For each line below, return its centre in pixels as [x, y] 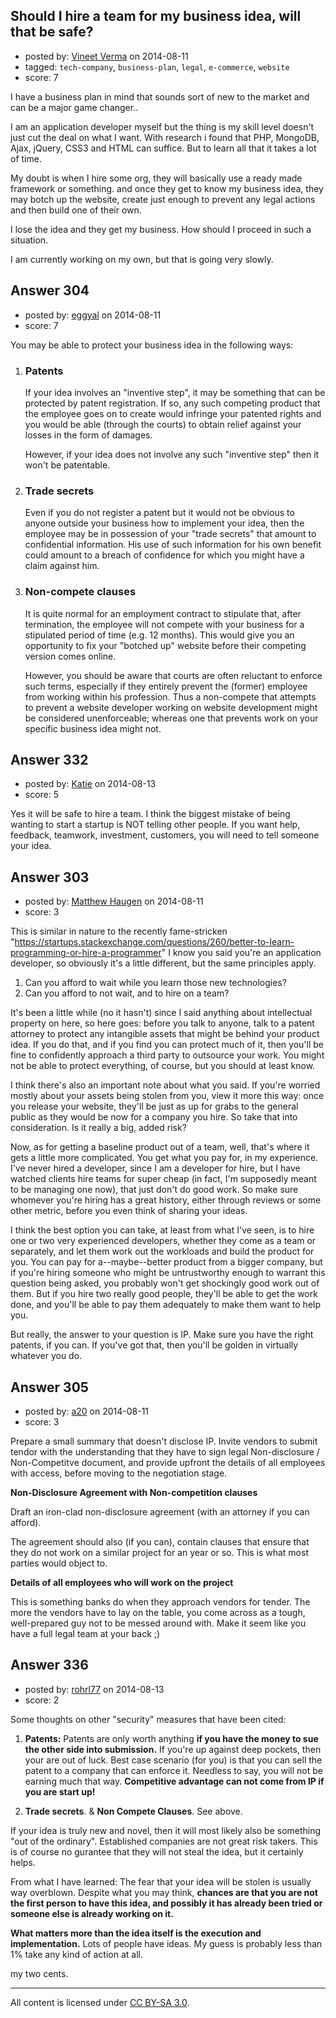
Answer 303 [50, 877]
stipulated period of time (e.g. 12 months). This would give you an [159, 635]
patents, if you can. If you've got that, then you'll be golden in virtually [154, 1345]
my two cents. [39, 1973]
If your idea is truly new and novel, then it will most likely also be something [166, 1830]
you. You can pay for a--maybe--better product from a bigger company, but [166, 1262]
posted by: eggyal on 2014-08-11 [93, 315]
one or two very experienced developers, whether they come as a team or [163, 1241]
